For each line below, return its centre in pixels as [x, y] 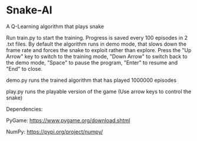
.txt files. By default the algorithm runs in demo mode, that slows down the [96, 44]
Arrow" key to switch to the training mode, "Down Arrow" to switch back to [97, 56]
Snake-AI [29, 10]
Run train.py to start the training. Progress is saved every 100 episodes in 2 [97, 37]
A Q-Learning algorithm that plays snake [55, 26]
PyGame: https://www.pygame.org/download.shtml [68, 120]
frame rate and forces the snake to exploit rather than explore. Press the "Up [99, 50]
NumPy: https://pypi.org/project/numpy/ [55, 132]
